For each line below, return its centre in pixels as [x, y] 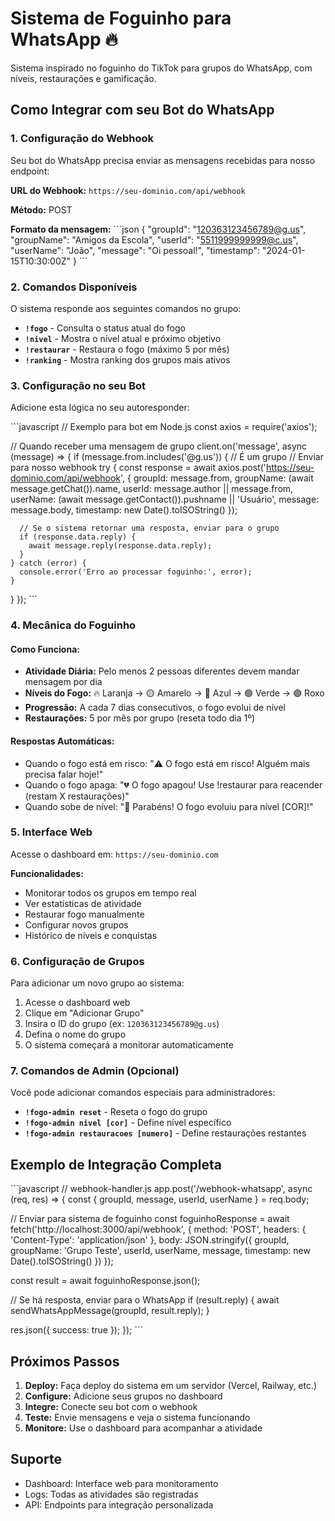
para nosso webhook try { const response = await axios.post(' [138, 468]
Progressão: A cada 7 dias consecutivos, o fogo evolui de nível [155, 708]
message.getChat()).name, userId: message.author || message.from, [152, 489]
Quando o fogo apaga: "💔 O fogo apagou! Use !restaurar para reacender [173, 784]
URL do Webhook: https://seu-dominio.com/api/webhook [128, 190]
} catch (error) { [48, 563]
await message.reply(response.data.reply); [120, 546]
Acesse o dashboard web [77, 1003]
